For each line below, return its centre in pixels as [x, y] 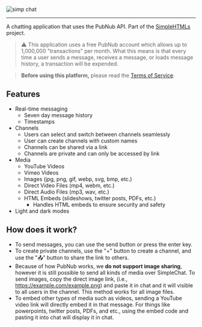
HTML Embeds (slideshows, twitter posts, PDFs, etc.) [90, 198]
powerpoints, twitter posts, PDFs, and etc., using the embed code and [102, 311]
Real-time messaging [41, 109]
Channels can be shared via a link [66, 147]
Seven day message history [58, 115]
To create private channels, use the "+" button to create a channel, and [103, 251]
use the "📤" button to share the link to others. [72, 257]
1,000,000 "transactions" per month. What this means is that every [103, 51]
